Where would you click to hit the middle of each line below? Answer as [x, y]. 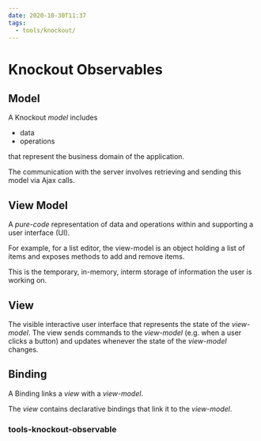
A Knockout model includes [53, 118]
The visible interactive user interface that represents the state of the [119, 324]
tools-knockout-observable [62, 429]
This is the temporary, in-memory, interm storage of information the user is [130, 272]
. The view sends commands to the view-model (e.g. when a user [135, 333]
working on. [28, 280]
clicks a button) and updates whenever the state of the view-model [117, 341]
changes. [23, 350]
